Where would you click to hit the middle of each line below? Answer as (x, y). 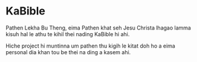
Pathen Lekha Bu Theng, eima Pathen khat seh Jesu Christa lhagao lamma (98, 28)
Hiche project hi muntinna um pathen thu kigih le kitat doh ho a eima (91, 46)
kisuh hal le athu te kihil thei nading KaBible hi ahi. (68, 34)
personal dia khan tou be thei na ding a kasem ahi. (68, 52)
